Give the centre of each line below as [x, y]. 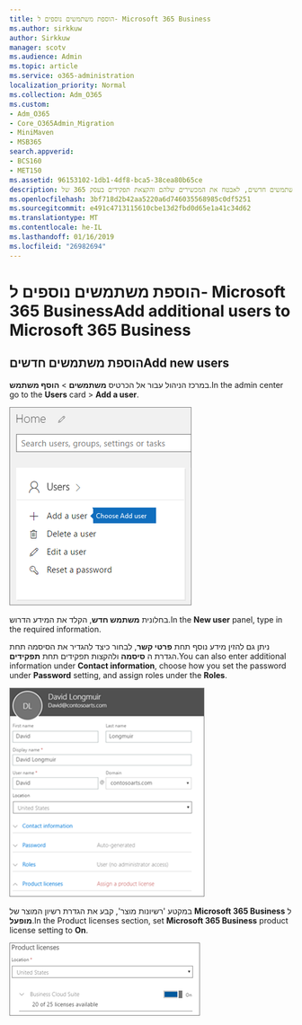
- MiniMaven [31, 133]
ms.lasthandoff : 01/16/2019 [62, 237]
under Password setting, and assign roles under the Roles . [118, 675]
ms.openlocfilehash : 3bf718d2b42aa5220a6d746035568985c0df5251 [130, 199]
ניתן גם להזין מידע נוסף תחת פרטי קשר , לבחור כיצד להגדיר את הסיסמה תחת [140, 646]
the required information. [55, 629]
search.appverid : [42, 152]
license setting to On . [49, 930]
